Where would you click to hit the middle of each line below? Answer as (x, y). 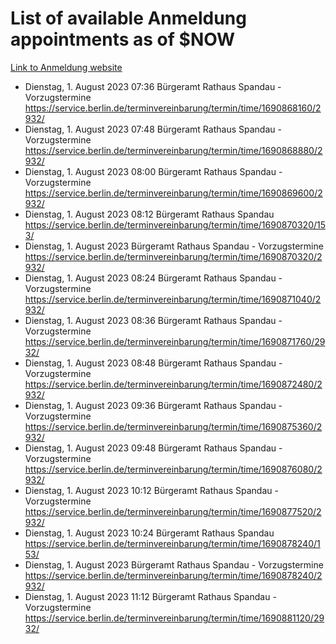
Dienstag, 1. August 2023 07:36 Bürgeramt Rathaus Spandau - (153, 86)
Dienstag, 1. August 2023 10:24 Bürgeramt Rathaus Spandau (149, 533)
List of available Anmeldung (128, 18)
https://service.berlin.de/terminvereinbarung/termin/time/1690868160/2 (173, 108)
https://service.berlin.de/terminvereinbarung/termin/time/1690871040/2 (173, 299)
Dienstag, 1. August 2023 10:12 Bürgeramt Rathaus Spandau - (151, 490)
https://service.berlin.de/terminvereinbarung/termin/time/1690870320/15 (175, 224)
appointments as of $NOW (123, 39)
